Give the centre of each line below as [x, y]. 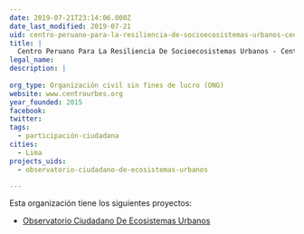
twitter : [26, 119]
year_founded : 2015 [46, 102]
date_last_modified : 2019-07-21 [70, 26]
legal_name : [32, 60]
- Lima [30, 152]
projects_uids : [38, 161]
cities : [24, 144]
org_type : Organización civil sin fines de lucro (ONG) [117, 85]
